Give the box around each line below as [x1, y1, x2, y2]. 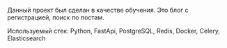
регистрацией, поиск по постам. [7, 13, 104, 22]
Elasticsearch [7, 34, 46, 42]
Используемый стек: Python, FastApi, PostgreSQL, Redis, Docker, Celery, [7, 27, 221, 35]
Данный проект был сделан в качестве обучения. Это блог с [7, 6, 189, 14]
